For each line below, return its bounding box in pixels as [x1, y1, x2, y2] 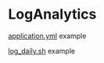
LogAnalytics [8, 5, 97, 23]
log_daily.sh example [8, 46, 76, 55]
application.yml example [8, 31, 87, 40]
